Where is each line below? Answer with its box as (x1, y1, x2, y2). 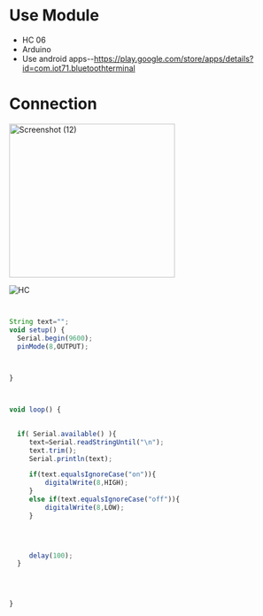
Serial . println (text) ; (28, 454, 113, 463)
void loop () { (9, 405, 62, 414)
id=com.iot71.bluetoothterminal (21, 63, 135, 73)
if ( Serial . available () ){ (17, 429, 117, 438)
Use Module (9, 5, 100, 26)
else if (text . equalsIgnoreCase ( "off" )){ (28, 495, 180, 504)
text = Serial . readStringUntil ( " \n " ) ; (28, 437, 165, 447)
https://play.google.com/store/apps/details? (94, 53, 254, 64)
